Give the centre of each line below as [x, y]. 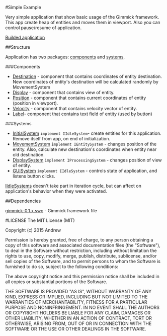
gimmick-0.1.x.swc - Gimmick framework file [51, 211]
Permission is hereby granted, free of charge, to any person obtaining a [79, 240]
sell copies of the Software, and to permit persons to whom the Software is [83, 261]
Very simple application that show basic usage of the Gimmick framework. [82, 17]
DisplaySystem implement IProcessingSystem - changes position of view [87, 160]
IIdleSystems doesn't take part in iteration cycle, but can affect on [73, 186]
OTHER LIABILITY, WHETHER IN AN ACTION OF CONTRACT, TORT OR [78, 318]
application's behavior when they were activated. [56, 191]
